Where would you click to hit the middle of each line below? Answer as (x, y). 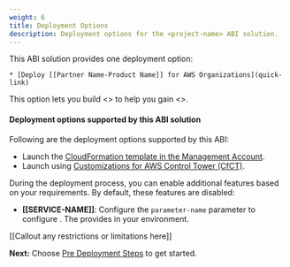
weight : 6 (27, 17)
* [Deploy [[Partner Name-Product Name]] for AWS (103, 75)
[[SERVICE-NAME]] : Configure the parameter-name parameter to (139, 210)
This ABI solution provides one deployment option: (101, 59)
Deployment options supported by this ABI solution (105, 119)
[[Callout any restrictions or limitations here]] (91, 236)
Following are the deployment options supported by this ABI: (119, 139)
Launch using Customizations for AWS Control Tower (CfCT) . (133, 165)
